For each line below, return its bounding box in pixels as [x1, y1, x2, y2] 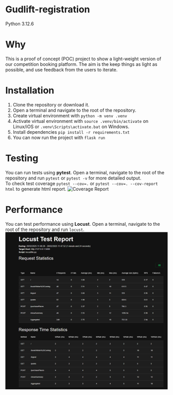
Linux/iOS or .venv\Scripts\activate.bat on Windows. [12, 123, 130, 130]
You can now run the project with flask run [12, 134, 106, 140]
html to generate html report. [5, 186, 66, 192]
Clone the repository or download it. [12, 101, 90, 107]
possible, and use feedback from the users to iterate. [5, 66, 118, 73]
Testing [5, 153, 39, 164]
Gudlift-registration [5, 4, 90, 15]
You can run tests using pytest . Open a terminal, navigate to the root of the [5, 169, 165, 175]
